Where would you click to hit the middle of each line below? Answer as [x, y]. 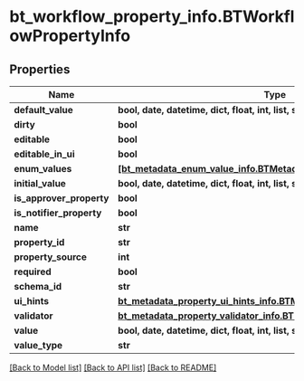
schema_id [38, 286]
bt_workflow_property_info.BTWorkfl [152, 17]
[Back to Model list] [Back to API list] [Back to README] [113, 367]
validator [33, 316]
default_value [44, 110]
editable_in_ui [44, 154]
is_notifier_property [58, 213]
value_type [38, 345]
